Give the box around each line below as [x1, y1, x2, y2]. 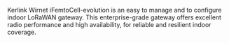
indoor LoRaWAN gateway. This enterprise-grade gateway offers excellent [7, 13, 222, 21]
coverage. [7, 28, 36, 36]
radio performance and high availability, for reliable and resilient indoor [7, 21, 211, 28]
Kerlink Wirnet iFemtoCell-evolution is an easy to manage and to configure [7, 6, 222, 14]
